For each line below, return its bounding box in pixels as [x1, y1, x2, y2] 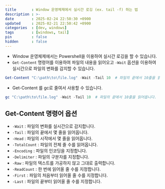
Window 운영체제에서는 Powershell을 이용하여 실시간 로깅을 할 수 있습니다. [12, 53, 157, 59]
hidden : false [5, 39, 48, 44]
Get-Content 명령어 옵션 [5, 109, 78, 118]
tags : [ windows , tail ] [5, 30, 69, 35]
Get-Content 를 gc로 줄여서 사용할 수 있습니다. [12, 84, 103, 91]
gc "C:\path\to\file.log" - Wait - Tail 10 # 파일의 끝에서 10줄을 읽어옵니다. [5, 94, 157, 100]
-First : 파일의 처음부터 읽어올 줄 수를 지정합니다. [12, 172, 108, 178]
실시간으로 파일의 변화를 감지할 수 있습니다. [12, 65, 95, 71]
